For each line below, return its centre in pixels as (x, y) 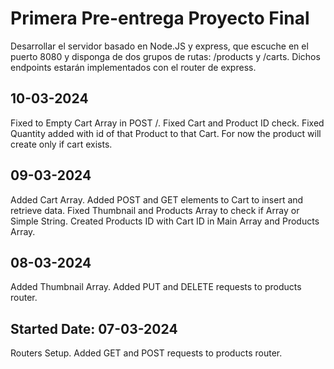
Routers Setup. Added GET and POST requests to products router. (146, 353)
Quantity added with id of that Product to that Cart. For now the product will (166, 133)
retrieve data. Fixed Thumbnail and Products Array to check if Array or (155, 210)
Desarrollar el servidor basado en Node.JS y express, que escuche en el (159, 46)
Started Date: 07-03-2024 (94, 328)
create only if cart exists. (61, 144)
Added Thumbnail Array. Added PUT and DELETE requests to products (156, 287)
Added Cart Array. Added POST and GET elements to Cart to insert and (157, 199)
